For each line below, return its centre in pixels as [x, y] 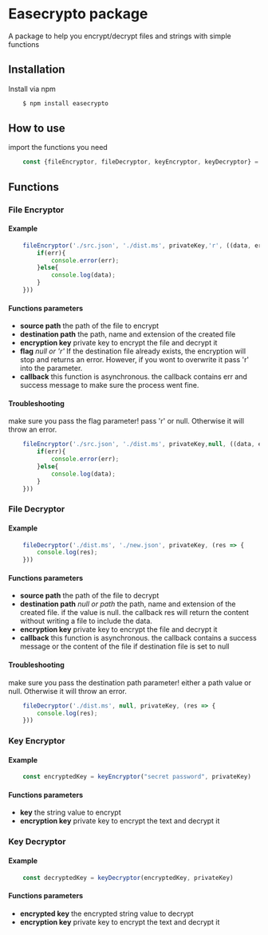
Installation [37, 70]
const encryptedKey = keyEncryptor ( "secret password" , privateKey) [137, 777]
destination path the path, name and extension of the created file [128, 334]
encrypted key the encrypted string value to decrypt [106, 913]
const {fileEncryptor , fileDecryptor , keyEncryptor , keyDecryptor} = [141, 162]
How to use [37, 128]
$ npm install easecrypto [66, 103]
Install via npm [32, 89]
